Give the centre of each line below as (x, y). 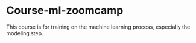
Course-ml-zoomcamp (65, 10)
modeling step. (25, 33)
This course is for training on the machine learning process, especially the (98, 27)
